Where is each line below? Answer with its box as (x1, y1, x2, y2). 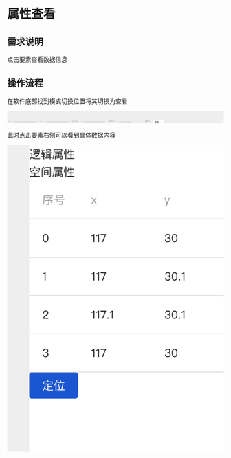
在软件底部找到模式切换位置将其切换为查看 (7, 97, 128, 105)
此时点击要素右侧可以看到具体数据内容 (7, 131, 115, 140)
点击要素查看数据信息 (7, 56, 67, 63)
